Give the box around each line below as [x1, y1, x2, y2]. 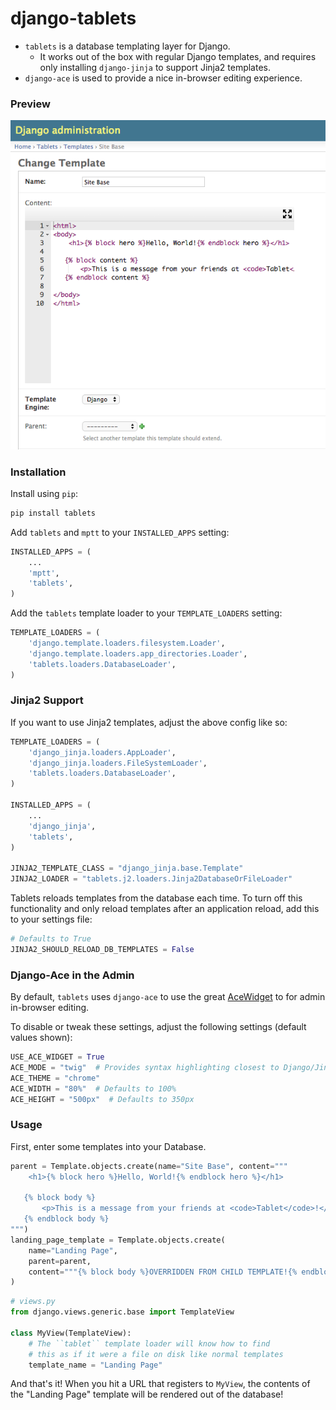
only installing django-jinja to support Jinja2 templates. [39, 61, 271, 73]
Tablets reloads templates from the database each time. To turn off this [10, 892, 303, 904]
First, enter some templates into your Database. [10, 1140, 207, 1152]
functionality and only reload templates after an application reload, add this [10, 903, 320, 915]
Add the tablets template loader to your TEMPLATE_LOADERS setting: [10, 607, 283, 619]
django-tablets [10, 7, 137, 30]
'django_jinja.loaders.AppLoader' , [28, 747, 177, 757]
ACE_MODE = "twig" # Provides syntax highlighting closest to [10, 1063, 280, 1073]
